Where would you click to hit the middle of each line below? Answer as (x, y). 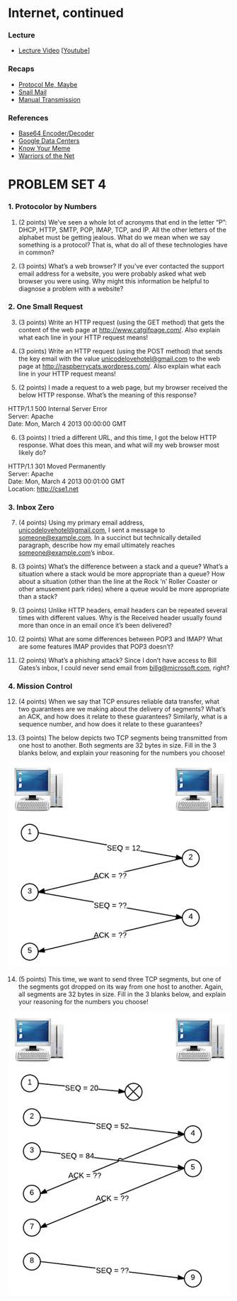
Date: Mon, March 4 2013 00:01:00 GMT (67, 481)
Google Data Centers (49, 141)
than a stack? (38, 597)
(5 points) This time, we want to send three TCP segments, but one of (120, 979)
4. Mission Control (40, 687)
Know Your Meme (44, 148)
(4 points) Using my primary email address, (81, 523)
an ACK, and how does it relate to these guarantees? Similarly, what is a (123, 716)
